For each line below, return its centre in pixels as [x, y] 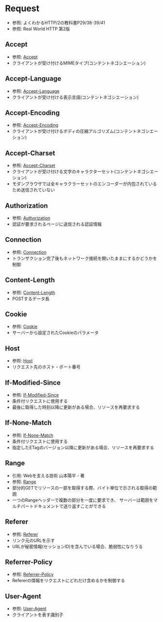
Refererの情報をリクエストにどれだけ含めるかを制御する [69, 580]
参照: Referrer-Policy [33, 575]
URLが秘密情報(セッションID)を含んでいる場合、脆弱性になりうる [77, 546]
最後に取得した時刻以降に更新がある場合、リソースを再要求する [76, 407]
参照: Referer [25, 534]
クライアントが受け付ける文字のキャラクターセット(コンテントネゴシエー [85, 172]
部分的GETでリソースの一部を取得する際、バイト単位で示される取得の [82, 488]
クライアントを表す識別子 [38, 615]
